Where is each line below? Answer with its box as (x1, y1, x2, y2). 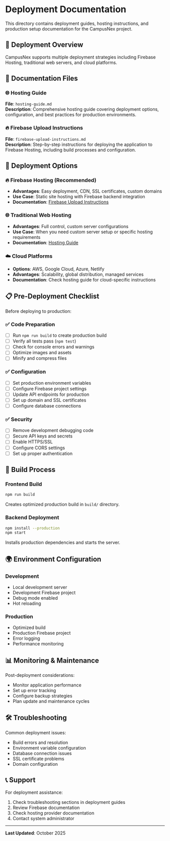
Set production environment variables (12, 380, 92, 386)
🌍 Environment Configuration (5, 555, 102, 564)
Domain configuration (12, 761, 58, 767)
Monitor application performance (12, 682, 82, 688)
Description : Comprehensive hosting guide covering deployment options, (5, 106, 159, 112)
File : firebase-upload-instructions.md (5, 136, 86, 142)
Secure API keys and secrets (12, 433, 73, 439)
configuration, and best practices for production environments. (5, 112, 137, 118)
